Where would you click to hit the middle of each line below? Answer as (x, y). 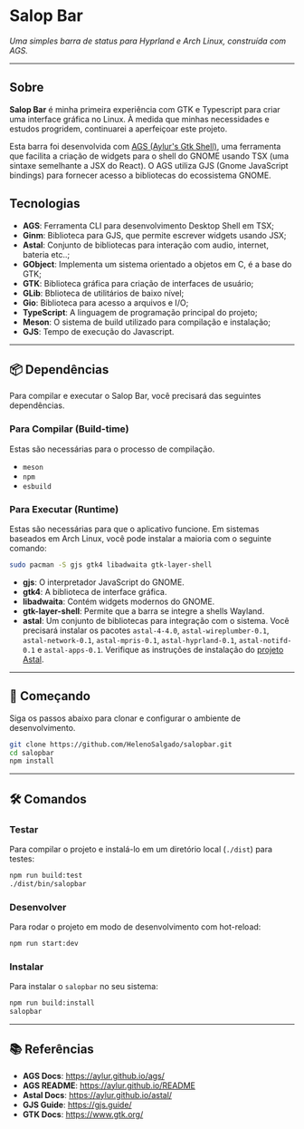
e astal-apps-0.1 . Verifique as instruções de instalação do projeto (161, 649)
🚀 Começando (50, 696)
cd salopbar (32, 753)
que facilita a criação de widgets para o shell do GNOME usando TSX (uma (149, 156)
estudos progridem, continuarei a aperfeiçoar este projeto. (119, 129)
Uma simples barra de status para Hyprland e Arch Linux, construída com (148, 41)
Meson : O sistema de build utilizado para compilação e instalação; (147, 322)
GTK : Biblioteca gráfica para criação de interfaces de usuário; (138, 283)
